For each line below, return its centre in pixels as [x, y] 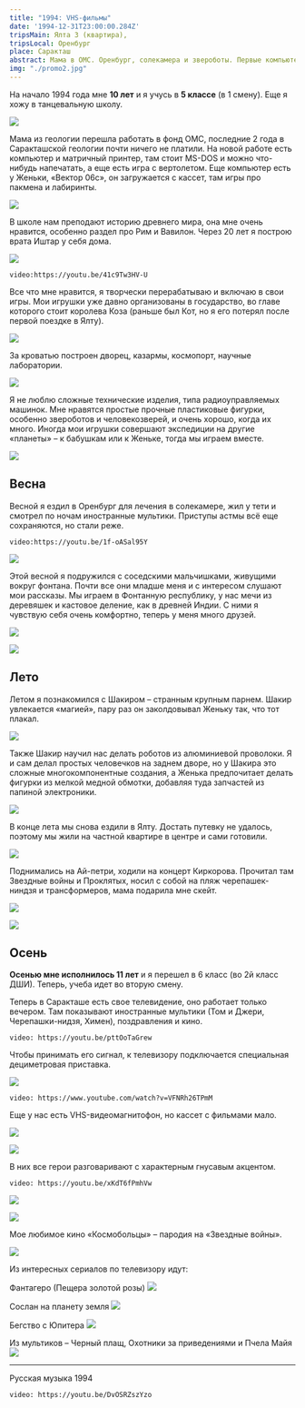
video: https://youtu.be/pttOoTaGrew [81, 1038]
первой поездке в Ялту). [57, 320]
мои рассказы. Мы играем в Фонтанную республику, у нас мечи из [141, 595]
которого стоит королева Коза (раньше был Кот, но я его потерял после [150, 311]
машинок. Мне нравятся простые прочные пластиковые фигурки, [137, 409]
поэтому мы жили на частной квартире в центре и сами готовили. [138, 836]
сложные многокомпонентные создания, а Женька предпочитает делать [151, 772]
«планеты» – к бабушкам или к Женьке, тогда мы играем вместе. [137, 438]
